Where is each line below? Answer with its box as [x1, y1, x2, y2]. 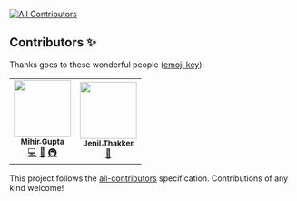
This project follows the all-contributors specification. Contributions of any [9, 173, 289, 184]
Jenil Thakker [83, 138, 134, 149]
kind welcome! [9, 182, 64, 193]
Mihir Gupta [20, 136, 65, 146]
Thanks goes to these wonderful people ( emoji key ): [9, 59, 205, 70]
